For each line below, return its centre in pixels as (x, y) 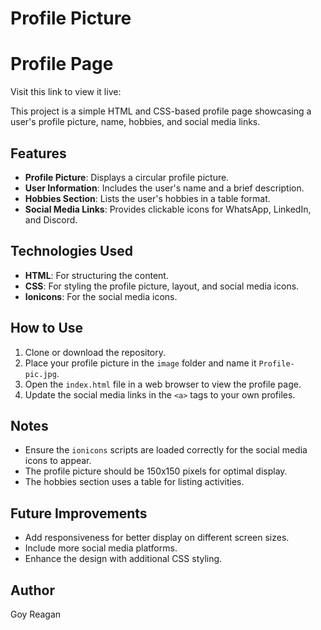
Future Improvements (79, 513)
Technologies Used (71, 251)
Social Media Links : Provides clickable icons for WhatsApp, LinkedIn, (168, 209)
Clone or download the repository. (95, 352)
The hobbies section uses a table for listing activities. (134, 482)
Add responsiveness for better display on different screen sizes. (157, 538)
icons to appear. (58, 461)
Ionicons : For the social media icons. (101, 296)
